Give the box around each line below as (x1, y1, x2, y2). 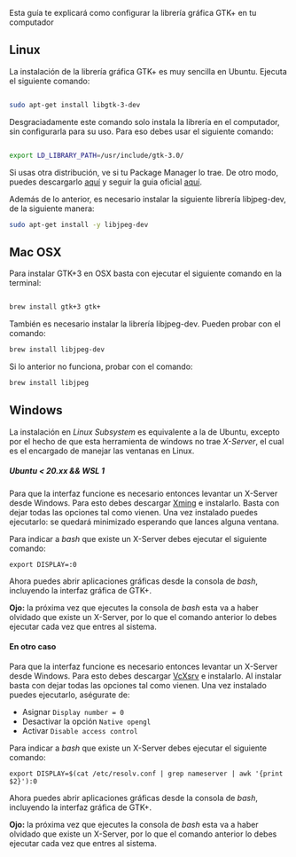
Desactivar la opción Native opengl (21, 716, 152, 727)
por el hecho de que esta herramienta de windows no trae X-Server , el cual (9, 436, 284, 446)
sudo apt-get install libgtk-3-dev (9, 100, 141, 109)
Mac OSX (9, 244, 62, 260)
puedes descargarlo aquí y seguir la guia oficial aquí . (9, 177, 202, 187)
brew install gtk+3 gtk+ (9, 303, 101, 311)
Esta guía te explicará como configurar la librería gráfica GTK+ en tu (9, 8, 257, 18)
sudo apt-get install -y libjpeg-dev (9, 220, 149, 229)
